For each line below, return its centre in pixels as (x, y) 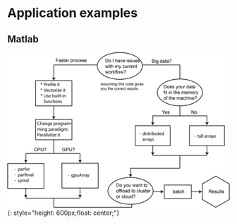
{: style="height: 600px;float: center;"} (63, 213)
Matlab (23, 39)
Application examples (73, 13)
